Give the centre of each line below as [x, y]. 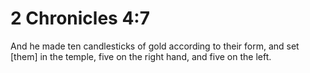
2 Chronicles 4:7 [80, 18]
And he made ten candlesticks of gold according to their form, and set [155, 46]
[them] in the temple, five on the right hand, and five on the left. [141, 56]
